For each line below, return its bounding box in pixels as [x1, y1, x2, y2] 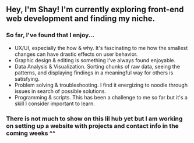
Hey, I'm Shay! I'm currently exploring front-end [6, 5, 184, 15]
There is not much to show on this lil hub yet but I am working [6, 115, 183, 123]
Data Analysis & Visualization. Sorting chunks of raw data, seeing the [14, 63, 181, 70]
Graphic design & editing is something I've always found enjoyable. [14, 56, 176, 63]
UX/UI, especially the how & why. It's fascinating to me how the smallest [14, 44, 188, 51]
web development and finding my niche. [6, 14, 156, 24]
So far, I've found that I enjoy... [6, 31, 95, 40]
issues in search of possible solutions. [14, 87, 107, 95]
